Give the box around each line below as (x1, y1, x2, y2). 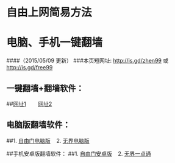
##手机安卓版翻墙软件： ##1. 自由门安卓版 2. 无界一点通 (6, 150, 151, 157)
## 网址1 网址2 (6, 100, 52, 107)
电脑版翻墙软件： (6, 120, 71, 130)
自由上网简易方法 (6, 5, 93, 19)
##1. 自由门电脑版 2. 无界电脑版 (6, 137, 90, 144)
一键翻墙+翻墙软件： (6, 83, 84, 93)
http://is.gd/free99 (6, 64, 53, 71)
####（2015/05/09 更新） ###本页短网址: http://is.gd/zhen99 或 (6, 57, 169, 64)
